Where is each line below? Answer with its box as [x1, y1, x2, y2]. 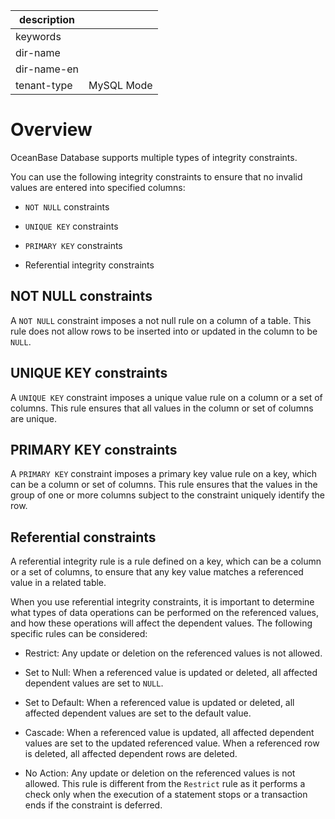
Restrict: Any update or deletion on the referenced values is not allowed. [24, 647, 323, 659]
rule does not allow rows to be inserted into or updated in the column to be [10, 325, 318, 337]
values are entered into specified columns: [10, 181, 186, 193]
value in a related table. [10, 577, 107, 589]
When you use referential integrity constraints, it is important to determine [10, 596, 315, 608]
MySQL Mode [88, 79, 153, 92]
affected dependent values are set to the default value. [24, 707, 252, 719]
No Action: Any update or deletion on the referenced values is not [24, 767, 296, 779]
